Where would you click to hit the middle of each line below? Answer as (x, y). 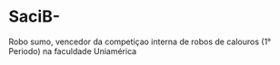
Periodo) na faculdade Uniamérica (73, 51)
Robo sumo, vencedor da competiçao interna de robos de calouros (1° (140, 42)
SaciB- (35, 17)
